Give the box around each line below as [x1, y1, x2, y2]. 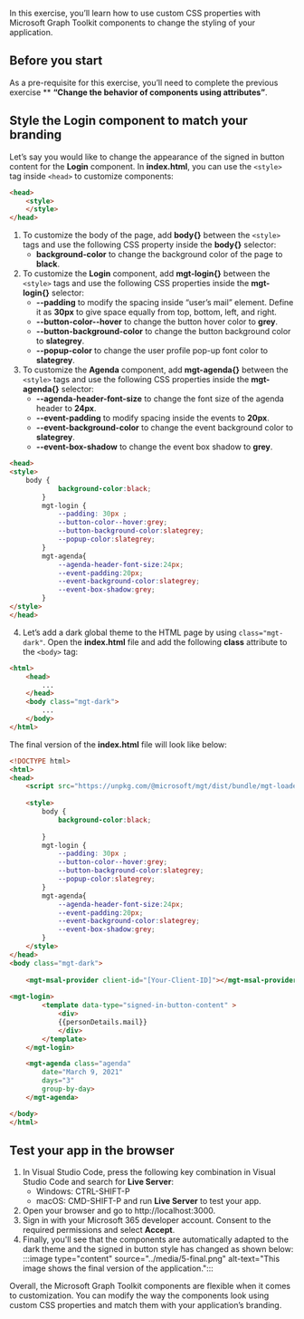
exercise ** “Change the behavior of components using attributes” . [9, 86, 268, 98]
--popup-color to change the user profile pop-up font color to [35, 345, 269, 356]
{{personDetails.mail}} [57, 1017, 147, 1026]
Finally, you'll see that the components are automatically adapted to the [22, 1234, 290, 1245]
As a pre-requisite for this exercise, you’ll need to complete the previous [9, 77, 279, 88]
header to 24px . [35, 403, 97, 414]
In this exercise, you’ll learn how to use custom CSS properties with [9, 8, 261, 18]
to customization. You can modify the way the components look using [9, 1290, 270, 1301]
